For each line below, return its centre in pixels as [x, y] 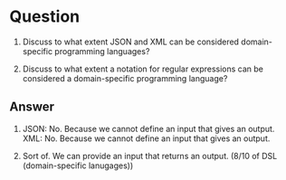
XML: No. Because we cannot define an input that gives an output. [146, 138]
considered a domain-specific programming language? [125, 78]
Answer [32, 107]
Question [44, 17]
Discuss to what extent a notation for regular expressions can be [143, 69]
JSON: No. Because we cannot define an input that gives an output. [148, 128]
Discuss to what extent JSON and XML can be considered [131, 42]
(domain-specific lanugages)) [78, 166]
